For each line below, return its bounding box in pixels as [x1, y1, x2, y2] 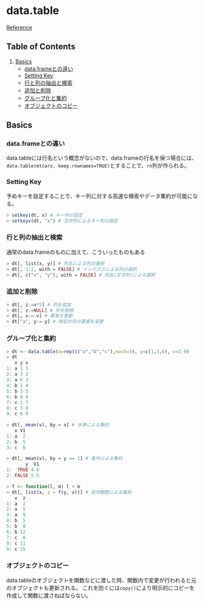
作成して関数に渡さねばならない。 [6, 592, 92, 599]
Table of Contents [6, 41, 76, 52]
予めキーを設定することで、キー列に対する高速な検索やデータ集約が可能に [6, 192, 193, 199]
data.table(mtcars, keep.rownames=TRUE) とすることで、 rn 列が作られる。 [6, 162, 190, 170]
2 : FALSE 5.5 [6, 473, 40, 479]
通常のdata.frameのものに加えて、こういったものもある [6, 248, 146, 256]
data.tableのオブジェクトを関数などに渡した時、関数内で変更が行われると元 [6, 576, 197, 584]
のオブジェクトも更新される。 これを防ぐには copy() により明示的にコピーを [6, 584, 195, 592]
